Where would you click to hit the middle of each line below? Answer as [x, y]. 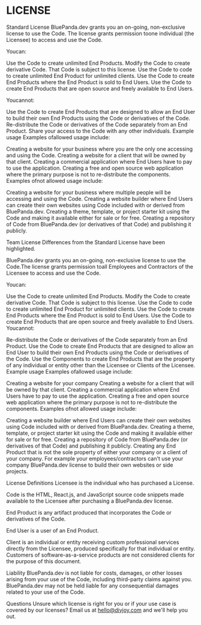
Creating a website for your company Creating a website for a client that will [100, 383]
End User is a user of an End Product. [52, 530]
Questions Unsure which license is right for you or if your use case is [91, 603]
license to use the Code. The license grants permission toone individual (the [100, 33]
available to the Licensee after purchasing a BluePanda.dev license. [90, 501]
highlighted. [21, 248]
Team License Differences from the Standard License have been [86, 242]
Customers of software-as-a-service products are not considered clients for [100, 555]
